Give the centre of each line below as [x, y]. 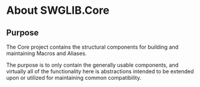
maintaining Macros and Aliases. [47, 53]
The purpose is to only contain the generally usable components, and [92, 65]
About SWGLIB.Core [58, 10]
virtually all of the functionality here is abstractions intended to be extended [100, 71]
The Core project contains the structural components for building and [92, 47]
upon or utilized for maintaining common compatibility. [74, 78]
